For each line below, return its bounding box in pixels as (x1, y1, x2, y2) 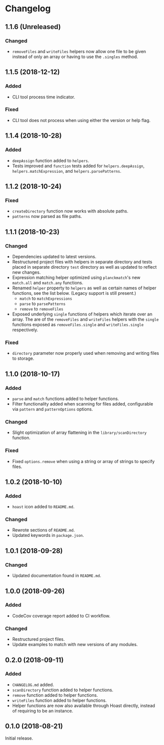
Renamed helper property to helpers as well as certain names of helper (12, 285, 157, 291)
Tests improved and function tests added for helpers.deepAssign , (12, 163, 145, 169)
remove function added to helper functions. (12, 692, 98, 698)
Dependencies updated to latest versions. (12, 253, 96, 259)
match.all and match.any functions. (12, 279, 83, 285)
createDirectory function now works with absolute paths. (12, 208, 129, 214)
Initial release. (5, 735, 33, 741)
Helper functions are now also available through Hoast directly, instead (12, 702, 155, 709)
